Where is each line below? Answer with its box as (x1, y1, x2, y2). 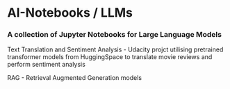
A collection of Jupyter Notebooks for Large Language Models (7, 30, 222, 40)
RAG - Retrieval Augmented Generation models (7, 74, 142, 82)
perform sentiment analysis (7, 60, 85, 69)
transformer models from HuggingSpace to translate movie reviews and (7, 53, 213, 61)
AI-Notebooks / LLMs (7, 5, 133, 21)
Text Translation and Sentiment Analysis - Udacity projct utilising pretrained (7, 45, 224, 54)
